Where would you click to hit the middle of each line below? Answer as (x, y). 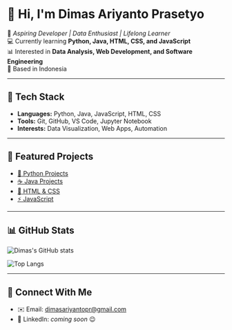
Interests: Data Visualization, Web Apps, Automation (92, 128)
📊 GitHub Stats (41, 230)
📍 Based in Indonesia (37, 68)
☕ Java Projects (40, 181)
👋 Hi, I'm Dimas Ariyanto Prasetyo (106, 14)
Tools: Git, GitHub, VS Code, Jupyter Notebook (84, 121)
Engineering (25, 61)
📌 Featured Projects (50, 157)
